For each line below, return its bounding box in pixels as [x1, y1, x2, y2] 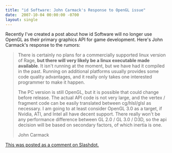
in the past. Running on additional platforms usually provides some [17, 68, 159, 74]
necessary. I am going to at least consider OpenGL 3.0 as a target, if [17, 106, 162, 112]
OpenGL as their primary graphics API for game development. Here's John [5, 36, 163, 43]
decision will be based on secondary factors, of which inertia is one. [17, 122, 163, 128]
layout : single [5, 17, 38, 22]
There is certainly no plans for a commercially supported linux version [17, 52, 166, 58]
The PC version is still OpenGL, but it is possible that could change [17, 89, 159, 95]
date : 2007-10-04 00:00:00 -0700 [5, 12, 80, 17]
